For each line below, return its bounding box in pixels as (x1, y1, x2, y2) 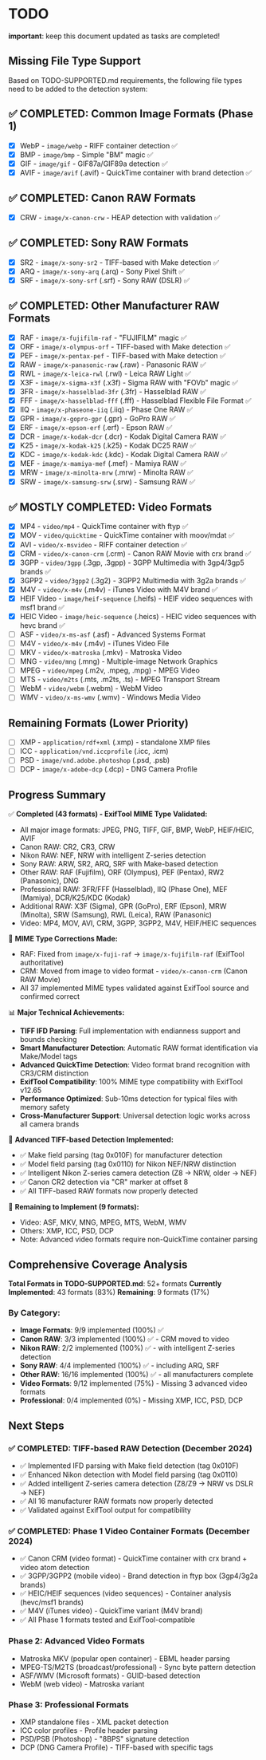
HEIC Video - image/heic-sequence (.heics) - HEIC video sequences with (19, 611, 256, 621)
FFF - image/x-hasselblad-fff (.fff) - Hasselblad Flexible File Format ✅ (19, 396, 252, 405)
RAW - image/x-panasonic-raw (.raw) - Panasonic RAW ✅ (19, 360, 206, 369)
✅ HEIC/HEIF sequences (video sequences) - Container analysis (19, 1588, 232, 1598)
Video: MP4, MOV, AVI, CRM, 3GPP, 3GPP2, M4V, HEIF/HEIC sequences (19, 918, 257, 928)
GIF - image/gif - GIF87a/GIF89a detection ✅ (19, 159, 169, 168)
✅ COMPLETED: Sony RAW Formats (8, 236, 189, 250)
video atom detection (19, 1563, 90, 1573)
